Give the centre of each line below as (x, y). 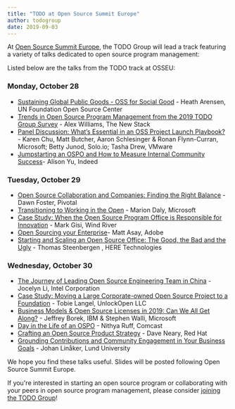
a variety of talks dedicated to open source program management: (103, 54)
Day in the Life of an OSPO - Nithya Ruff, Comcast (90, 326)
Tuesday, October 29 (44, 180)
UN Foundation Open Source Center (70, 109)
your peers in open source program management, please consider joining (114, 391)
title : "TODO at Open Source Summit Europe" (74, 14)
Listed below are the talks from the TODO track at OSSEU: (91, 68)
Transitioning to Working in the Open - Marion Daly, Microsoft (107, 210)
